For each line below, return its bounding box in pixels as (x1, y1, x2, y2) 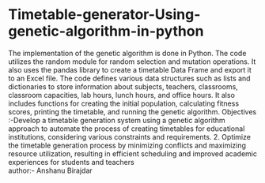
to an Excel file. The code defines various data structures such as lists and (8, 73, 251, 83)
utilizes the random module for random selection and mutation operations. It (8, 57, 256, 66)
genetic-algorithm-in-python (8, 22, 204, 40)
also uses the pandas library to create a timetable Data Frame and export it (8, 65, 252, 74)
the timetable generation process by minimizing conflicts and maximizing (8, 140, 247, 150)
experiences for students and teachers (8, 157, 134, 166)
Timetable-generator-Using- (8, 6, 201, 24)
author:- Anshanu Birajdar (8, 166, 93, 175)
